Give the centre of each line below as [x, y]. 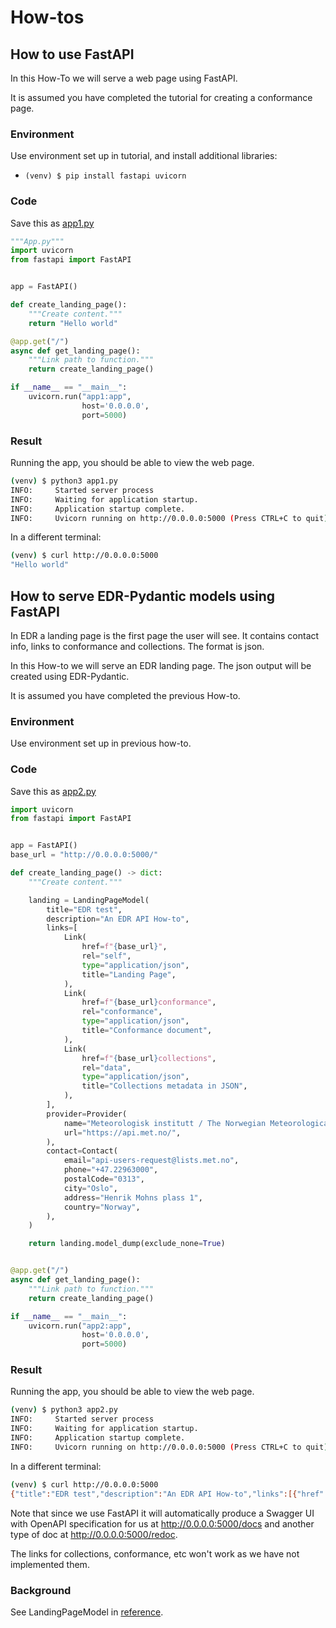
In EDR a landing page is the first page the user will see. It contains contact [165, 635]
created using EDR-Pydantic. [70, 676]
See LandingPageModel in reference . [87, 1612]
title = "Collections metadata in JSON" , [164, 1086]
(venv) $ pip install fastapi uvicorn [105, 176]
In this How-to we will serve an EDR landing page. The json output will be [161, 665]
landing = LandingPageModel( [89, 900]
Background [41, 1590]
